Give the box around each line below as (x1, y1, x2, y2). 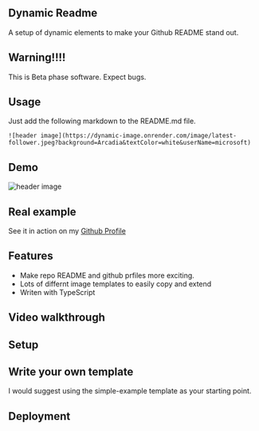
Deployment (8, 409, 71, 423)
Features (8, 249, 53, 263)
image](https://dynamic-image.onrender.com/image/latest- (40, 132, 237, 140)
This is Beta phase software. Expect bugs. (8, 72, 147, 82)
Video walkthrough (8, 311, 105, 325)
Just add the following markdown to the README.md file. (8, 116, 197, 126)
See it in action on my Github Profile (8, 226, 126, 236)
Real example (8, 205, 77, 218)
